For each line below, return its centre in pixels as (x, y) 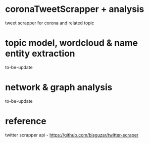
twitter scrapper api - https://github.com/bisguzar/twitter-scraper (72, 135)
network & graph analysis (59, 87)
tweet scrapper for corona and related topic (50, 23)
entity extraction (40, 54)
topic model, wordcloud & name (72, 43)
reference (26, 121)
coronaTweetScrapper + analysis (75, 9)
